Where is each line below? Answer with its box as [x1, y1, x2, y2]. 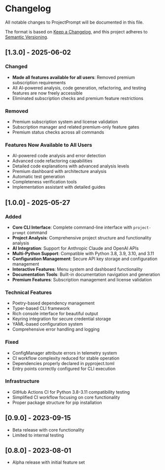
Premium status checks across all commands [12, 129, 104, 135]
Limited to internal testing [12, 432, 64, 438]
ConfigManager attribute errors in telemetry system [12, 350, 117, 356]
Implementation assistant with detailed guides [12, 184, 106, 190]
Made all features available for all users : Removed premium [12, 74, 135, 80]
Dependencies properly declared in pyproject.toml [12, 360, 115, 366]
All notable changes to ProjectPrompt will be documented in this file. [5, 19, 144, 25]
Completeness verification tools [12, 179, 77, 185]
